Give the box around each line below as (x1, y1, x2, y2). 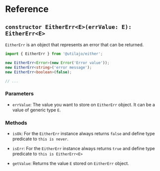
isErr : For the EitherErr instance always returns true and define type (12, 145, 155, 151)
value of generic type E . (12, 107, 61, 113)
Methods (5, 119, 27, 126)
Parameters (5, 90, 34, 97)
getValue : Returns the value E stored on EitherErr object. (12, 160, 129, 166)
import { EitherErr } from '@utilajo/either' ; (5, 51, 103, 56)
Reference (5, 3, 49, 15)
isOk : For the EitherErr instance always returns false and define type (12, 130, 155, 136)
